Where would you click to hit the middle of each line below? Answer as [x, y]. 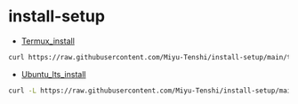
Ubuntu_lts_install [53, 74]
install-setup [57, 16]
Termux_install [48, 41]
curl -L [23, 91]
